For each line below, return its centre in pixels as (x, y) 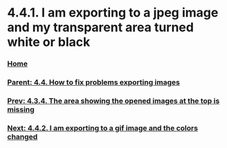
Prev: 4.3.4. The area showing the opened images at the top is (113, 100)
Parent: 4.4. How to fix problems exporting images (93, 82)
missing (21, 109)
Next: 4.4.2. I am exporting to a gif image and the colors (103, 128)
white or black (49, 42)
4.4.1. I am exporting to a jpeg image (113, 13)
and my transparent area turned (100, 27)
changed (22, 136)
